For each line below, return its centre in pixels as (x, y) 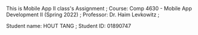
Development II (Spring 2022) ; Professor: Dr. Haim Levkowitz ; (83, 15)
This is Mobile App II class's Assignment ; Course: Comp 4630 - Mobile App (99, 8)
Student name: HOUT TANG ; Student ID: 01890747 (69, 26)
